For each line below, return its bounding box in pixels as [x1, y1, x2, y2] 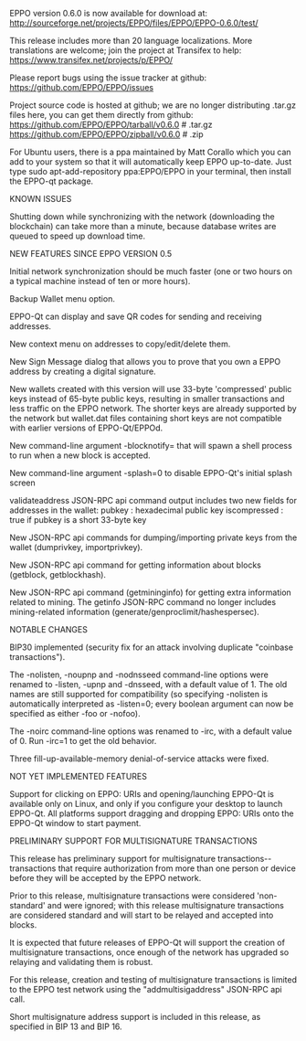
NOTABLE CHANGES [9, 624, 89, 634]
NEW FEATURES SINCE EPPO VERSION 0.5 [9, 249, 173, 259]
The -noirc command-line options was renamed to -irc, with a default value [9, 726, 292, 737]
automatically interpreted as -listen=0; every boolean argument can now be [9, 698, 294, 709]
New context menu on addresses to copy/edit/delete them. [9, 338, 231, 349]
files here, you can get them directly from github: [9, 110, 194, 120]
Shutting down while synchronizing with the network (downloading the [9, 211, 276, 222]
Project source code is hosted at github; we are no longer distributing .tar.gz [9, 100, 297, 111]
